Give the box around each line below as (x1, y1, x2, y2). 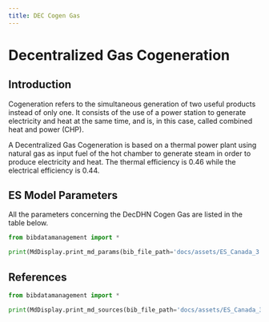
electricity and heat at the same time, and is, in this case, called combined (8, 116, 253, 125)
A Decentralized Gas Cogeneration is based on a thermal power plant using (8, 140, 257, 149)
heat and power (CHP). (8, 125, 84, 134)
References (8, 270, 67, 284)
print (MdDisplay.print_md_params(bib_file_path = (8, 248, 174, 256)
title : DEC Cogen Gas (8, 11, 81, 20)
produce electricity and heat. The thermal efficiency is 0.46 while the (8, 157, 236, 166)
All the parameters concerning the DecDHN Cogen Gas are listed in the (8, 209, 243, 220)
